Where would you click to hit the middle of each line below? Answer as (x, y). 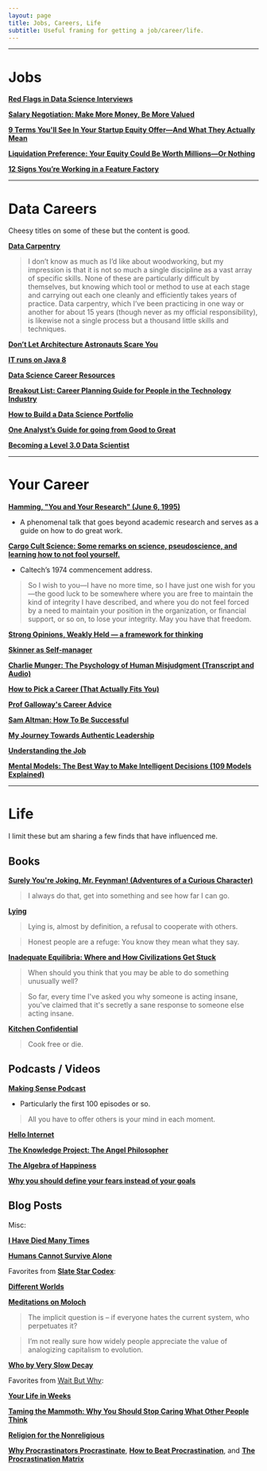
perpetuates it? (52, 1326)
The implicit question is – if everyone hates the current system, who (139, 1317)
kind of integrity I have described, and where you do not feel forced (138, 602)
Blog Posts (35, 1206)
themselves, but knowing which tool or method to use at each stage (139, 287)
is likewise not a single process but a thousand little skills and (128, 321)
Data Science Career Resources (62, 375)
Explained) (27, 775)
